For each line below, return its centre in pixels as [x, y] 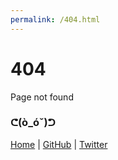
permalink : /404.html [55, 19]
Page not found [42, 97]
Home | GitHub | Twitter [59, 144]
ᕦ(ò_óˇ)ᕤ [33, 123]
